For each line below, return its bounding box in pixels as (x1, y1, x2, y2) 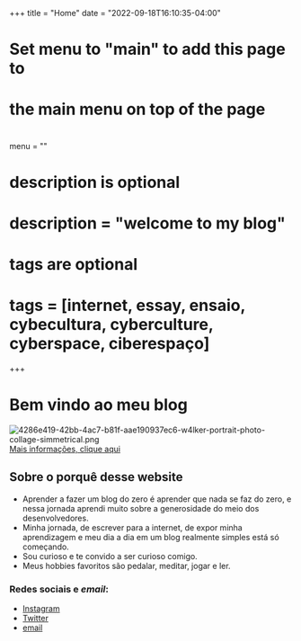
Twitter (22, 613, 49, 624)
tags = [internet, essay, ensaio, (9, 296, 245, 316)
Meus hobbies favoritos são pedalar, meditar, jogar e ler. (22, 560, 231, 571)
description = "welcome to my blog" (9, 213, 286, 233)
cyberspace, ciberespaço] (9, 334, 210, 354)
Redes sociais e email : (9, 583, 110, 595)
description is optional (9, 172, 181, 192)
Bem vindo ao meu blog (9, 395, 189, 415)
